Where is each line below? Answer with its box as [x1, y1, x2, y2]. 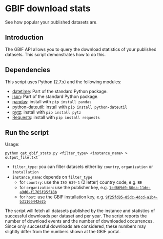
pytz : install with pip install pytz [12, 109, 81, 115]
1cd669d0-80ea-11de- [109, 186, 151, 191]
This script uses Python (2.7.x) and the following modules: [5, 79, 122, 85]
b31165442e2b [19, 199, 46, 204]
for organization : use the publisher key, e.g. [19, 185, 108, 191]
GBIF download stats [5, 3, 91, 14]
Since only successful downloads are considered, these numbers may [5, 223, 146, 229]
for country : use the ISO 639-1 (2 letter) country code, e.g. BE [19, 179, 143, 185]
